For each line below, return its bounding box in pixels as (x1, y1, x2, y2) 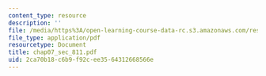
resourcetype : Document (8, 41, 87, 49)
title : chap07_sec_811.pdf (8, 48, 97, 56)
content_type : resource (8, 11, 87, 20)
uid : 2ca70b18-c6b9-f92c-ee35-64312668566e (8, 56, 154, 64)
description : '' (8, 19, 62, 27)
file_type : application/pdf (8, 33, 101, 42)
